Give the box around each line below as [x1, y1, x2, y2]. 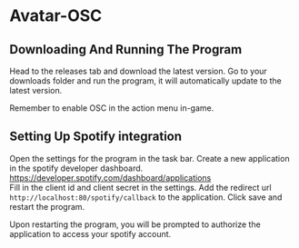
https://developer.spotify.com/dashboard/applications [9, 172, 212, 183]
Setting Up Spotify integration [9, 129, 183, 144]
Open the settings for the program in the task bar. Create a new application [9, 153, 290, 164]
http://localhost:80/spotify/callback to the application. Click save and [9, 192, 283, 203]
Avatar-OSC [9, 5, 103, 26]
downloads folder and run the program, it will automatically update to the [9, 75, 282, 86]
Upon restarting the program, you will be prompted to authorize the [9, 219, 261, 230]
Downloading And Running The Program [9, 42, 243, 57]
